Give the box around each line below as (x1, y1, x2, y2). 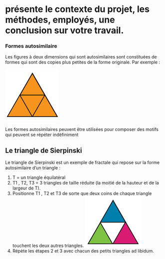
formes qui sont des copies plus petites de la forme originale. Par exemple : (5, 59, 161, 65)
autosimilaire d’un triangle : (5, 165, 61, 171)
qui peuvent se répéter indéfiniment (5, 131, 79, 138)
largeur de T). (12, 185, 41, 191)
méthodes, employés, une (5, 14, 115, 25)
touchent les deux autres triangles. (12, 242, 84, 248)
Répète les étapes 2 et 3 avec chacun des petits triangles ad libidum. (12, 248, 155, 254)
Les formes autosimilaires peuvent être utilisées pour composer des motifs (5, 126, 159, 132)
